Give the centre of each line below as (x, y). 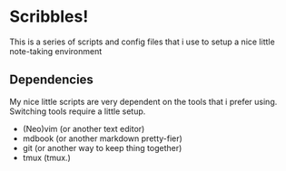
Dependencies (51, 80)
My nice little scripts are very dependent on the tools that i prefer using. (143, 101)
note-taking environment (56, 51)
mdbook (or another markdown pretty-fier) (103, 138)
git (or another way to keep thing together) (102, 147)
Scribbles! (49, 17)
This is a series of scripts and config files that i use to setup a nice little (142, 42)
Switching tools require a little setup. (78, 111)
